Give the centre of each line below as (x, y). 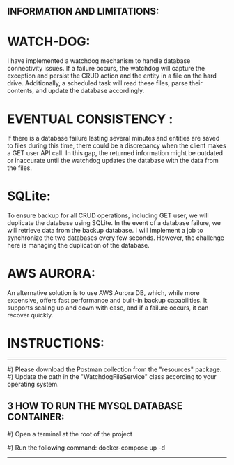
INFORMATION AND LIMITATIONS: (83, 12)
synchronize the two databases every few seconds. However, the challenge (116, 238)
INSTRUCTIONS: (56, 344)
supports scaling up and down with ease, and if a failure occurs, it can (108, 308)
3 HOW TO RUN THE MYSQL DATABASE (95, 406)
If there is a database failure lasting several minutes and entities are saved (114, 138)
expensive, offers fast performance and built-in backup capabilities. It (107, 301)
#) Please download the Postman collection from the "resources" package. (115, 369)
